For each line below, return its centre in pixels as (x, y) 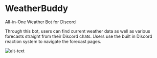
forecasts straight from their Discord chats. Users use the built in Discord (79, 36)
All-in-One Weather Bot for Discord (40, 22)
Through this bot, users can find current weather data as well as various (78, 31)
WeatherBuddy (37, 8)
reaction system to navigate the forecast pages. (53, 41)
